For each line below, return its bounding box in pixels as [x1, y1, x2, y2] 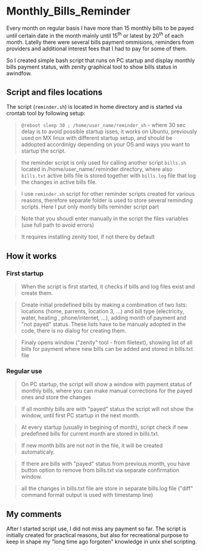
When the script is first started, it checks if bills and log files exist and [21, 283, 195, 290]
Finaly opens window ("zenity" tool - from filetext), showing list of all [21, 339, 193, 346]
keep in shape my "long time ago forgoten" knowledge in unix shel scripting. [6, 538, 197, 546]
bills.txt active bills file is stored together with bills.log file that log [21, 172, 196, 179]
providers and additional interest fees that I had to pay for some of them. [6, 44, 187, 52]
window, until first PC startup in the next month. [21, 412, 141, 419]
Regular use [6, 367, 42, 375]
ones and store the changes [21, 393, 92, 401]
